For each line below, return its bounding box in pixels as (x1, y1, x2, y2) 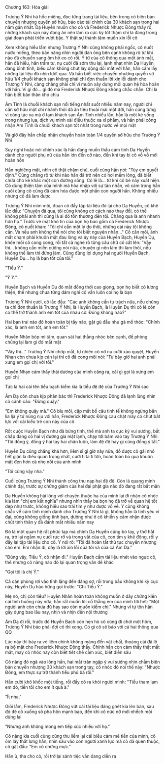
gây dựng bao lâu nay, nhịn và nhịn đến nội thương (5, 609, 108, 615)
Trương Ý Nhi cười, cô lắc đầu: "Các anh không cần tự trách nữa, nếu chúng (5, 299, 159, 305)
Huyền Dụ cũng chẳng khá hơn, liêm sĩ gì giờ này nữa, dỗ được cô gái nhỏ (5, 448, 155, 454)
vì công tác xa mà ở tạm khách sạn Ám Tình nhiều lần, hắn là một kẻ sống (5, 112, 155, 118)
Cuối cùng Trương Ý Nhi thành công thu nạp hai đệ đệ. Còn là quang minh (5, 478, 155, 484)
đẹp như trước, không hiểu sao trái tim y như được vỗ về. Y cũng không (5, 503, 150, 509)
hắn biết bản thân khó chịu (5, 92, 59, 97)
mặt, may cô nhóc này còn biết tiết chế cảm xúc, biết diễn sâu (5, 649, 132, 655)
